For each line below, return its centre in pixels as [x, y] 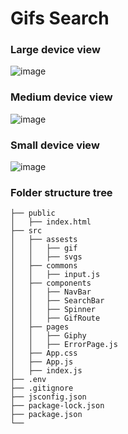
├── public [33, 213]
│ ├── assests [44, 240]
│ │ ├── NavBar [51, 292]
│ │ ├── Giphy [48, 336]
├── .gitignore [42, 388]
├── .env [28, 380]
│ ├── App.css [44, 353]
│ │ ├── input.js [55, 275]
